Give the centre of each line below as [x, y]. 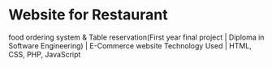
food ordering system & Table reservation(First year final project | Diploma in [136, 37]
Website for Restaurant [88, 15]
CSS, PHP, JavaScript [45, 54]
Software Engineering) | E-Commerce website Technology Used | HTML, [130, 45]
